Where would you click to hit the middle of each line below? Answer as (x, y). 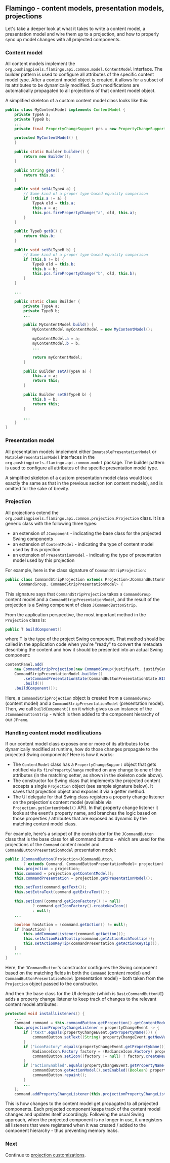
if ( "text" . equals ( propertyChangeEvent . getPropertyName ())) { (90, 1033)
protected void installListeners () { (45, 1013)
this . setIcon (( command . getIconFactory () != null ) (68, 901)
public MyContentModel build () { (59, 325)
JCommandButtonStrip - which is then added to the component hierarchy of (82, 714)
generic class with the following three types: (51, 523)
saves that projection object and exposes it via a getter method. (79, 791)
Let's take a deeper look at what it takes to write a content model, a (75, 28)
